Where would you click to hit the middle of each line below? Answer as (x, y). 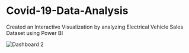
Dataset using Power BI (35, 33)
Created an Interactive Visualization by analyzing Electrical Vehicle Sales (95, 27)
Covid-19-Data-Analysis (67, 11)
